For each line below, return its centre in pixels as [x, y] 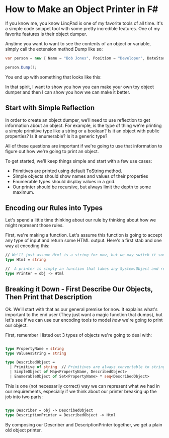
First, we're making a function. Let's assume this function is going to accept [84, 235]
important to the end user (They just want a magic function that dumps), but [84, 314]
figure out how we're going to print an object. [52, 151]
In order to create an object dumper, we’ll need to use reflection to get [78, 120]
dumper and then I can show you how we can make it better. [68, 92]
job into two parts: [24, 397]
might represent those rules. [34, 226]
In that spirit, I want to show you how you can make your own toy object [80, 87]
